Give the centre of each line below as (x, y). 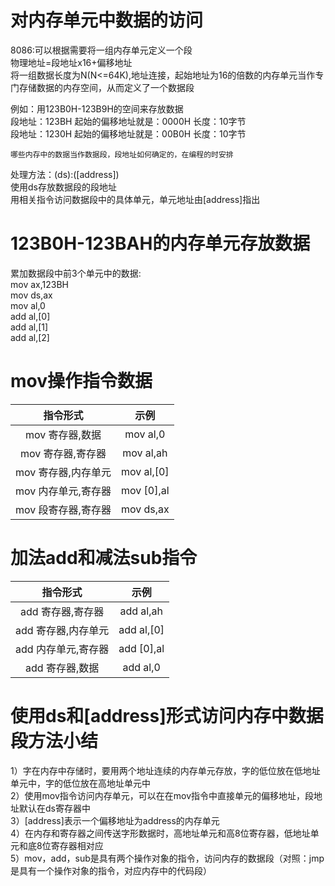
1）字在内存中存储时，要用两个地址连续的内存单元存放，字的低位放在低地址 (165, 770)
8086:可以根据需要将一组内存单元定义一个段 (101, 50)
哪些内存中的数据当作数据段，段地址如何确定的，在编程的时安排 (122, 154)
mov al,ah (145, 453)
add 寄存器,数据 (62, 668)
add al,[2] (30, 337)
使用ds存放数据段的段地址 (63, 187)
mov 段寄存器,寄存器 (63, 509)
